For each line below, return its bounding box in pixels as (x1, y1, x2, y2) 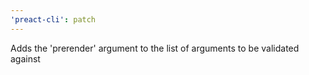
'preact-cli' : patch (10, 14, 97, 25)
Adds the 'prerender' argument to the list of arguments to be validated (10, 42, 300, 54)
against (10, 52, 41, 65)
